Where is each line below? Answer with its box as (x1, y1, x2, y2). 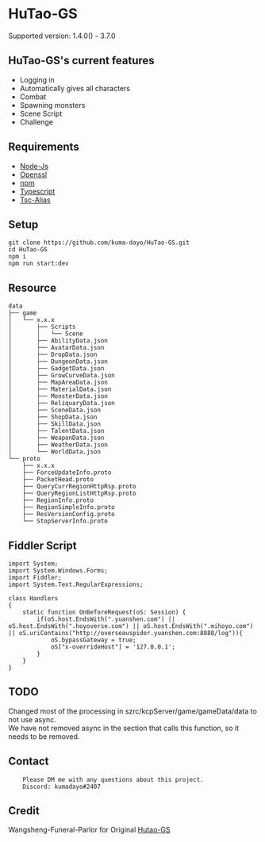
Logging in (19, 75, 56, 84)
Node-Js (19, 161, 49, 170)
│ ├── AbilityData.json (8, 337, 109, 345)
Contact (8, 755, 49, 768)
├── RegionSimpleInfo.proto (22, 503, 115, 511)
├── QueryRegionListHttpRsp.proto (22, 489, 136, 498)
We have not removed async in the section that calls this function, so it (8, 723, 240, 733)
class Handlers (8, 595, 59, 603)
